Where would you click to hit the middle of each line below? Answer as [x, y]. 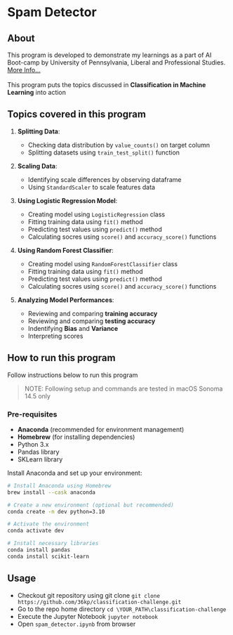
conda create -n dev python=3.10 [56, 511]
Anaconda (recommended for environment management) [101, 429]
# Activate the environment [48, 524]
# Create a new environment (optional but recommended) [91, 505]
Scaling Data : [37, 166]
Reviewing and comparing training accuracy [93, 313]
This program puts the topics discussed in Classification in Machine [107, 85]
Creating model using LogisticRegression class [96, 214]
